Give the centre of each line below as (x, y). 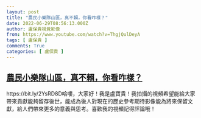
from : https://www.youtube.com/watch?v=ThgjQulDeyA (73, 35)
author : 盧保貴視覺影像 (33, 29)
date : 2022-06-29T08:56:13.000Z (47, 23)
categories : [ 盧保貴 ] (35, 52)
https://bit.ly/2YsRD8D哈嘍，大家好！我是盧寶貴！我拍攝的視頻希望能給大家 (101, 93)
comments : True (26, 46)
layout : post (23, 12)
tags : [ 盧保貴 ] (27, 40)
